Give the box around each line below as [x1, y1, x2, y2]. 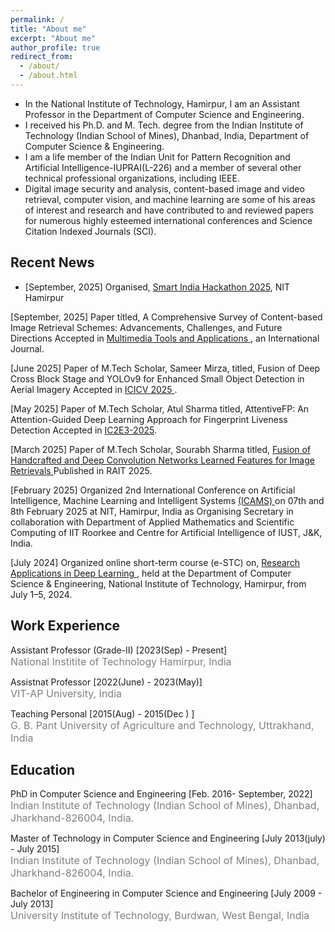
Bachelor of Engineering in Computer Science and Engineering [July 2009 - [10, 887, 323, 900]
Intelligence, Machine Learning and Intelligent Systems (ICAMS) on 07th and [10, 494, 325, 506]
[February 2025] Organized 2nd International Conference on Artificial [10, 484, 296, 496]
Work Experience [10, 617, 121, 635]
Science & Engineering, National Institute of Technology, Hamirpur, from [10, 577, 307, 590]
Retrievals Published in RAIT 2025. [10, 464, 153, 476]
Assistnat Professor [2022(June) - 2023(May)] [10, 676, 203, 688]
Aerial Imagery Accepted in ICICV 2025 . [10, 383, 178, 395]
